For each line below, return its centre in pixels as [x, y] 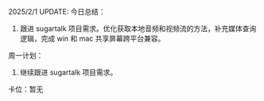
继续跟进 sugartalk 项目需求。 [68, 72]
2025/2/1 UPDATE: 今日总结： [57, 12]
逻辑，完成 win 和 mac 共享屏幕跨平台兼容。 [92, 39]
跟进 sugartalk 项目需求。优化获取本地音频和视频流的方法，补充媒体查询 [138, 29]
